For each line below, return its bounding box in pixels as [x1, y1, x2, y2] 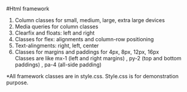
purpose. [6, 79, 29, 86]
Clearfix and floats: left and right [14, 29, 95, 36]
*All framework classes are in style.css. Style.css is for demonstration [6, 73, 179, 79]
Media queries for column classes [14, 23, 99, 30]
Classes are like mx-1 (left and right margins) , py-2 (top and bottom [14, 55, 182, 62]
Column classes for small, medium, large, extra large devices [14, 17, 165, 23]
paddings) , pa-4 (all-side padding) [14, 61, 102, 68]
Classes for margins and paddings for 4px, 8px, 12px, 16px [14, 48, 160, 56]
